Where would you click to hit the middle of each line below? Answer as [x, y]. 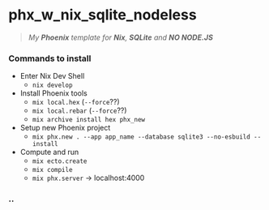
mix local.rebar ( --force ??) [79, 110]
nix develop [52, 86]
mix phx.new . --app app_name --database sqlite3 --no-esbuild [141, 137]
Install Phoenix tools [53, 93]
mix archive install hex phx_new [89, 120]
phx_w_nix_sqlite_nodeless [102, 15]
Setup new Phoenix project [65, 128]
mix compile [52, 170]
